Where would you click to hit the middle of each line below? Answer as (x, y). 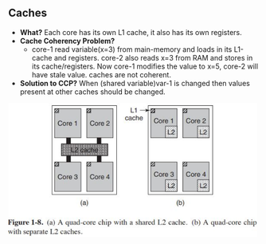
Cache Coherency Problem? (67, 41)
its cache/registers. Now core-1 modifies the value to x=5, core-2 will (145, 66)
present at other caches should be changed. (92, 92)
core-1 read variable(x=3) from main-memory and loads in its (132, 49)
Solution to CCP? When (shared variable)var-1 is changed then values (135, 83)
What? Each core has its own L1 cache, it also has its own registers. (131, 32)
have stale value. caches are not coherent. (101, 74)
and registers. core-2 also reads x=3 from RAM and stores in (153, 57)
